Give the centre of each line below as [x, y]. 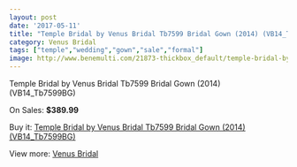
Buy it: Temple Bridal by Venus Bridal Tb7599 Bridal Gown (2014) [127, 127]
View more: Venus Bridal [54, 154]
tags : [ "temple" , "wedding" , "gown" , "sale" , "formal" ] [106, 50]
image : [21, 58]
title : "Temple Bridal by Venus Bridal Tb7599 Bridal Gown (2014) [134, 34]
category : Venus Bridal [53, 42]
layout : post [33, 17]
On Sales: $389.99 [44, 110]
